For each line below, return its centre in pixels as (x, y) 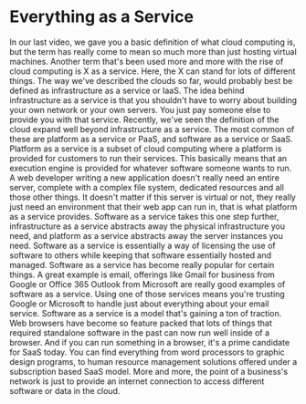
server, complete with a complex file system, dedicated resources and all (147, 187)
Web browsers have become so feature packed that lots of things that (141, 323)
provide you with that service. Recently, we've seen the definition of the (144, 119)
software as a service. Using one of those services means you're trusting (147, 294)
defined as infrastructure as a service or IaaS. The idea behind (127, 90)
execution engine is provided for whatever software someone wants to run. (151, 168)
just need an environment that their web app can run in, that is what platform (153, 206)
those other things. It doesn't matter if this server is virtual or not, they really (153, 197)
